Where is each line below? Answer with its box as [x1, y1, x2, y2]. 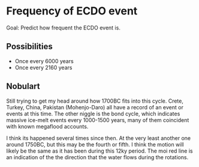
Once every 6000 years [14, 57, 74, 64]
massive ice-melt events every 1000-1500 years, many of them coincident [6, 116, 189, 124]
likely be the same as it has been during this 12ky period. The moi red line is [6, 147, 193, 154]
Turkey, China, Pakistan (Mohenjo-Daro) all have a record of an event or [6, 103, 184, 111]
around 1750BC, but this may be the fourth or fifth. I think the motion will [6, 141, 184, 148]
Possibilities [6, 41, 53, 52]
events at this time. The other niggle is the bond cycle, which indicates [6, 110, 180, 117]
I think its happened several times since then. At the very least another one [6, 134, 191, 142]
